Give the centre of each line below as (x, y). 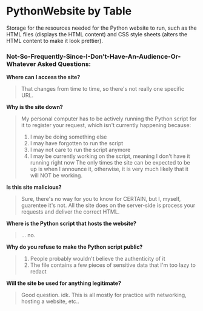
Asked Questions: (64, 64)
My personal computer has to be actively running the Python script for (109, 119)
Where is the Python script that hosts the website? (72, 224)
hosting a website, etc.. (50, 301)
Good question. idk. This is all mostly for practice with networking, (104, 295)
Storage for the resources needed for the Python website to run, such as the (101, 28)
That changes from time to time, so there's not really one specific (103, 89)
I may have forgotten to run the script (77, 143)
